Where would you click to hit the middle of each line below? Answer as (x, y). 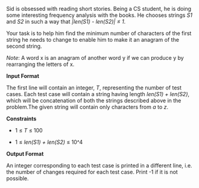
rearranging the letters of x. (40, 64)
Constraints (21, 118)
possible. (17, 178)
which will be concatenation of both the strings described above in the (94, 100)
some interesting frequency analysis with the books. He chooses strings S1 (99, 15)
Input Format (23, 76)
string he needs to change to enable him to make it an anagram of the (93, 40)
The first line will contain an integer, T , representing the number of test (94, 88)
